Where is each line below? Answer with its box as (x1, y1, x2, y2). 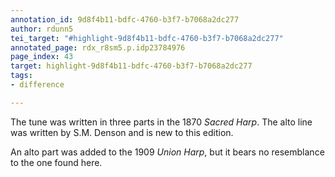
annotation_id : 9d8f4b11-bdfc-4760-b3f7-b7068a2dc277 (10, 14, 240, 25)
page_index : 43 (10, 52, 74, 62)
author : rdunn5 (10, 24, 74, 34)
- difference (10, 80, 65, 90)
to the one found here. (10, 156, 103, 168)
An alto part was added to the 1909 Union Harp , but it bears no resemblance (10, 146, 325, 158)
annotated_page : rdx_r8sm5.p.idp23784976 (10, 42, 186, 53)
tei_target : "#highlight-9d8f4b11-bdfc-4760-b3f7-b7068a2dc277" (10, 33, 284, 43)
